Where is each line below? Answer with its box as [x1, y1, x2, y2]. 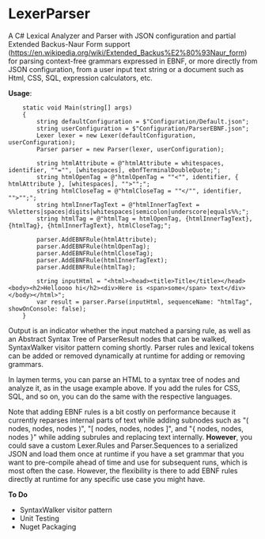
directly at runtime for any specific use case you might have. [8, 474, 206, 484]
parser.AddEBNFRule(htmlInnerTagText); [36, 256, 168, 264]
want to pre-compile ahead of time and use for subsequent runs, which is [8, 457, 248, 467]
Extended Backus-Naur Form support [8, 39, 131, 48]
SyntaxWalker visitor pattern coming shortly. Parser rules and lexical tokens [8, 342, 255, 352]
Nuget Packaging [19, 522, 77, 531]
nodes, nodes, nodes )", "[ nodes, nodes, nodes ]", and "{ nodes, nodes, [8, 423, 244, 433]
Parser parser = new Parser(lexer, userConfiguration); [36, 145, 225, 153]
